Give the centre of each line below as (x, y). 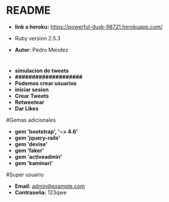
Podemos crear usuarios (46, 83)
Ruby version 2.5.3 (38, 38)
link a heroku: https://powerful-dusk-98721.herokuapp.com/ (89, 27)
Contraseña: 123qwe (41, 192)
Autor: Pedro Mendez (42, 50)
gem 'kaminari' (34, 163)
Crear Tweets (32, 96)
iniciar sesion (32, 90)
